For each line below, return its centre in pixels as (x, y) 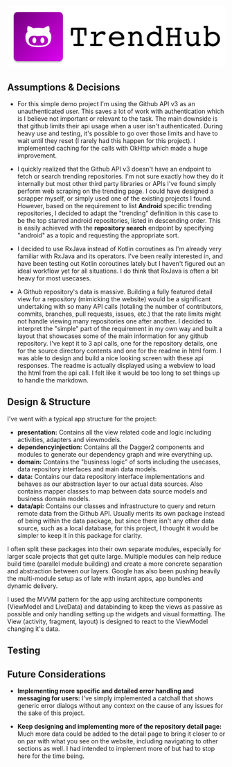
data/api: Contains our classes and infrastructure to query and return (116, 506)
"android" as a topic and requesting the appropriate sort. (98, 235)
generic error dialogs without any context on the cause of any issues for (120, 706)
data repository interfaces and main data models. (87, 469)
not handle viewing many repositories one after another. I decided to (115, 321)
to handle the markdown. (53, 380)
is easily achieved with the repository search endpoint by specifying (115, 228)
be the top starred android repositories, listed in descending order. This (119, 221)
